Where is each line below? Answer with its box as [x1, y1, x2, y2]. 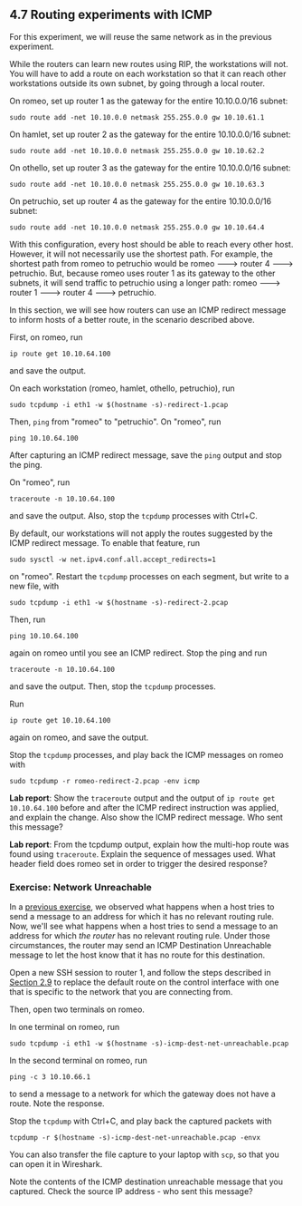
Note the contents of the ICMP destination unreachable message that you [9, 1176, 283, 1187]
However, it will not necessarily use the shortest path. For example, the [9, 248, 273, 259]
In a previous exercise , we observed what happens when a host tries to [9, 901, 275, 912]
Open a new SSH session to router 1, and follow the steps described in [9, 968, 271, 978]
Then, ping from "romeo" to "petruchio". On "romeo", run [9, 416, 222, 427]
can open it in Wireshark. [9, 1159, 103, 1170]
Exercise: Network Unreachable [9, 880, 152, 893]
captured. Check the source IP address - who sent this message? [9, 1186, 253, 1197]
